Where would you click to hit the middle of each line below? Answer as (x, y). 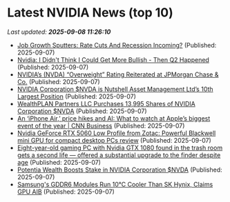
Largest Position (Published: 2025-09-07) (77, 96)
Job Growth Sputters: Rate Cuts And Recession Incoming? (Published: (117, 45)
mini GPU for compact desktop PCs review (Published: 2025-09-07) (114, 140)
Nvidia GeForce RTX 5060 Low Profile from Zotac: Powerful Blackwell (116, 133)
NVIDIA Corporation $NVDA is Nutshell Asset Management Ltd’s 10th (115, 89)
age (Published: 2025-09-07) (59, 162)
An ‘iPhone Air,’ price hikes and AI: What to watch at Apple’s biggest (114, 118)
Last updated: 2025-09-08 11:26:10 (59, 32)
